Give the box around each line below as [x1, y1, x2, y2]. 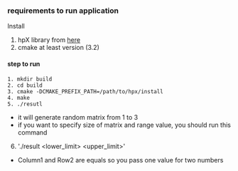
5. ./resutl [7, 100, 43, 108]
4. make [7, 94, 31, 101]
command [17, 128, 48, 137]
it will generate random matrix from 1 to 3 [17, 113, 139, 121]
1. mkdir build [7, 76, 53, 83]
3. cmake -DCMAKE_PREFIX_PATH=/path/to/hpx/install [7, 88, 163, 95]
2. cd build [7, 81, 43, 89]
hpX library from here [17, 36, 80, 44]
